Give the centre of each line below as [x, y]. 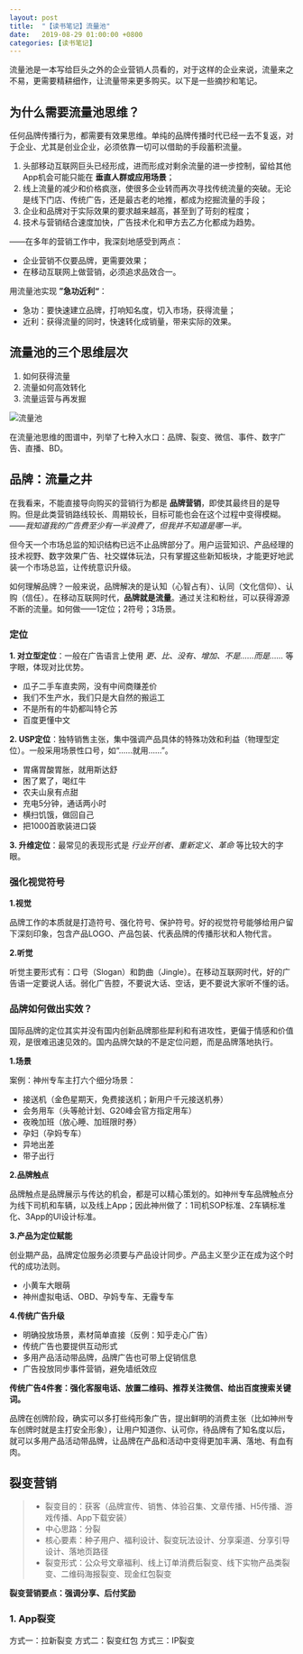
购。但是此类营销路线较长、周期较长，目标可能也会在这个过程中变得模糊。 [147, 514]
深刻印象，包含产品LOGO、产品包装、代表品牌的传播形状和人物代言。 [147, 933]
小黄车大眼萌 [46, 1285]
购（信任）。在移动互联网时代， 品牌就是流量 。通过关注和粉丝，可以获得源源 [150, 597]
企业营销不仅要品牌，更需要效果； [86, 261]
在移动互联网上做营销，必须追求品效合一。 [101, 272]
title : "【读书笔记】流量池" [60, 26]
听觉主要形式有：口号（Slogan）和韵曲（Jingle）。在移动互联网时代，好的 [146, 972]
